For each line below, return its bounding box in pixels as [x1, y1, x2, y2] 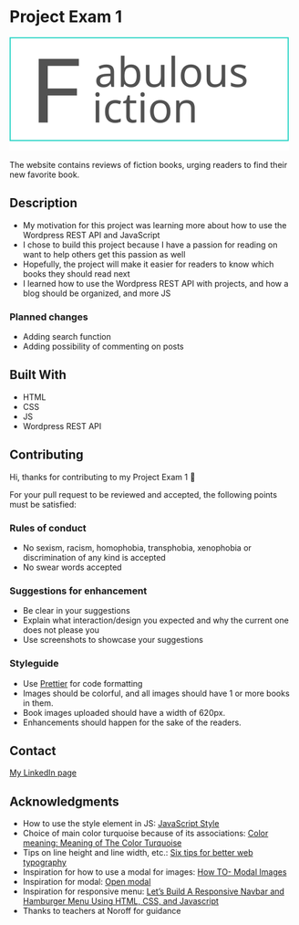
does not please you [22, 625, 100, 636]
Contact [9, 742, 57, 759]
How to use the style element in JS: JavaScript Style [22, 818, 220, 829]
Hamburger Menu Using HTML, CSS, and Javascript [22, 896, 219, 907]
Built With [9, 367, 67, 383]
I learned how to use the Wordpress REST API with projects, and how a [22, 278, 289, 289]
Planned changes [9, 310, 88, 323]
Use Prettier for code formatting [22, 678, 143, 688]
